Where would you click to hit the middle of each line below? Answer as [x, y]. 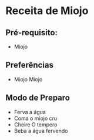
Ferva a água [30, 112]
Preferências [30, 65]
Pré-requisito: [32, 33]
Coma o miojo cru [36, 118]
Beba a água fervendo [41, 131]
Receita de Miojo [47, 11]
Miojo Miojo [28, 79]
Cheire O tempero [36, 124]
